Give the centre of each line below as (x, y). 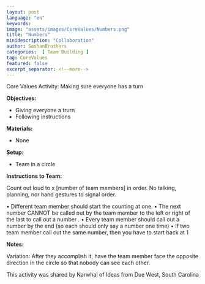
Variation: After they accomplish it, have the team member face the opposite (102, 256)
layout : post (23, 12)
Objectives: (21, 98)
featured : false (27, 63)
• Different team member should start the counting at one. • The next (94, 207)
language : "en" (26, 18)
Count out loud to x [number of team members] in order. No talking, (91, 188)
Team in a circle (35, 164)
